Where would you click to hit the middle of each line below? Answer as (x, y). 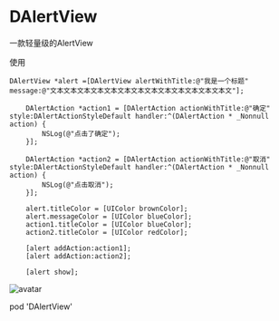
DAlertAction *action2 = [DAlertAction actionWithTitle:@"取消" (148, 159)
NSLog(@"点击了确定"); (81, 133)
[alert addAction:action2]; (78, 256)
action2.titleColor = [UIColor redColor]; (107, 232)
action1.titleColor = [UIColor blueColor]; (109, 224)
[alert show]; (52, 272)
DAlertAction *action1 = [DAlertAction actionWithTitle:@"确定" (148, 108)
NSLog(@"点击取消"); (78, 185)
